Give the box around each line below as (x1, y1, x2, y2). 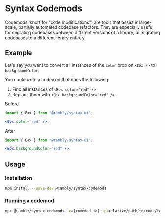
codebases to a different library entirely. (5, 35, 86, 41)
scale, (5, 24, 17, 30)
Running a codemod (5, 197, 54, 204)
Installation (5, 174, 33, 181)
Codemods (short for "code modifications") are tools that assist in (5, 19, 138, 25)
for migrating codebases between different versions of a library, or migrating (5, 29, 160, 35)
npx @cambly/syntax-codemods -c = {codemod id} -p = (5, 209, 109, 214)
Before (5, 101, 19, 107)
